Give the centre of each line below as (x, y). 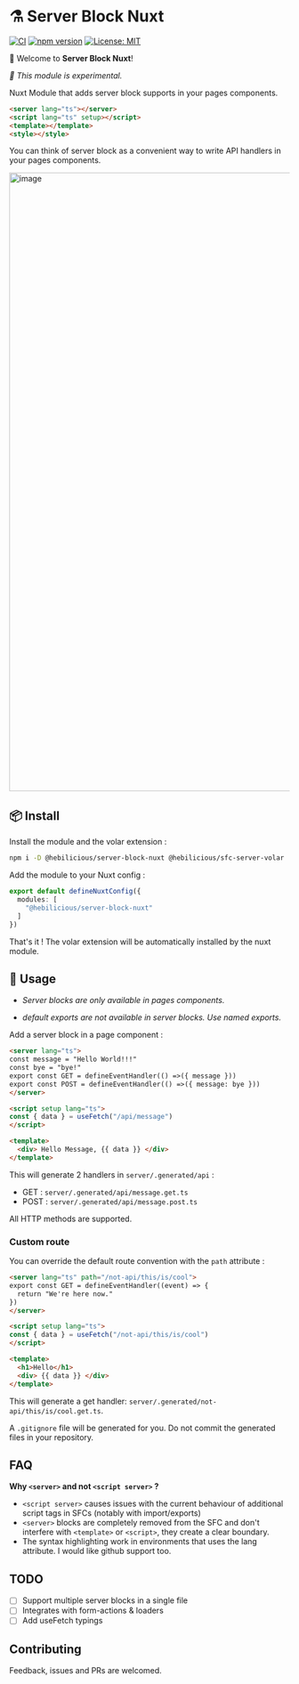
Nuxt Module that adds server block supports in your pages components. (144, 93)
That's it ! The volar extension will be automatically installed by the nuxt (140, 942)
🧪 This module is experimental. (66, 75)
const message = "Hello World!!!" (73, 1060)
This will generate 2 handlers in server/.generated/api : (112, 1174)
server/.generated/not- (173, 1402)
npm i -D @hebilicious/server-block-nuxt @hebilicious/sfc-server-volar (147, 858)
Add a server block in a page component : (86, 1035)
